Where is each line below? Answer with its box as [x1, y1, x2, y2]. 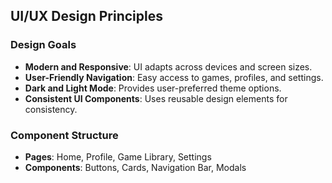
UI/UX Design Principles [10, 8, 163, 25]
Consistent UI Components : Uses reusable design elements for [24, 92, 288, 104]
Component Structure [10, 128, 119, 142]
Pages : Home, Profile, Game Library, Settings [24, 150, 212, 163]
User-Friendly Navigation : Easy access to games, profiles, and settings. [24, 71, 324, 83]
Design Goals [10, 38, 77, 52]
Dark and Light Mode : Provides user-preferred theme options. [24, 82, 282, 94]
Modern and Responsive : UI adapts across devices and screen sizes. [24, 60, 313, 73]
